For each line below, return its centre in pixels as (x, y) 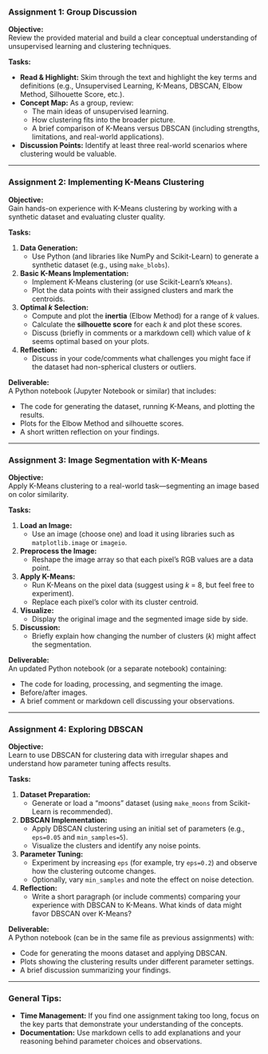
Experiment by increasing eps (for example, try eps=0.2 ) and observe (144, 863)
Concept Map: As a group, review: (77, 103)
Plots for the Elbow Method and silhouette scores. (102, 423)
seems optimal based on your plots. (91, 341)
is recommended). (83, 812)
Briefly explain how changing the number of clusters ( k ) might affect (144, 635)
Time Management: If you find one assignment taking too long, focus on (140, 1016)
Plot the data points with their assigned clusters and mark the (132, 290)
